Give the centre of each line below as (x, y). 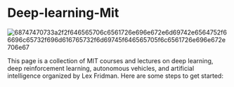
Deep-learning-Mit (63, 13)
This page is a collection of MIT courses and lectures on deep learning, (110, 60)
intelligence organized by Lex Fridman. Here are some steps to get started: (115, 76)
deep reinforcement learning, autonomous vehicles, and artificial (101, 68)
